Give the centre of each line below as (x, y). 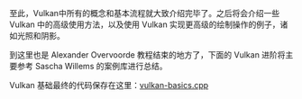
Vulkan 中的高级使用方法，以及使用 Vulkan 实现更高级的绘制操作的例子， (145, 24)
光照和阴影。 (41, 36)
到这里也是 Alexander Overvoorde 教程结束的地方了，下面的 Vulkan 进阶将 (147, 55)
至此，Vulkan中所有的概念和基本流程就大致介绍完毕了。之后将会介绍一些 (145, 13)
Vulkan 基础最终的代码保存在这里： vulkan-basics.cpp (109, 85)
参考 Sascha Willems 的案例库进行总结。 (92, 66)
